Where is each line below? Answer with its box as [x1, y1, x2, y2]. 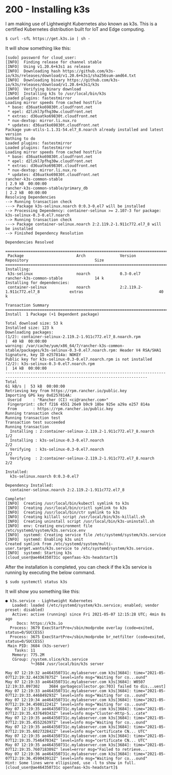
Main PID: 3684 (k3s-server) [7, 643, 70, 648]
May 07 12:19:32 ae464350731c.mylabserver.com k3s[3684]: [5, 670, 132, 675]
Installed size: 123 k [5, 325, 54, 330]
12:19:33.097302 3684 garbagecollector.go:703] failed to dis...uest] [5, 683, 166, 689]
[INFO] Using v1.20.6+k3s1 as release [5, 64, 91, 69]
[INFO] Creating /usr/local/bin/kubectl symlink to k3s [5, 501, 130, 506]
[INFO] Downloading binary [5, 77, 66, 83]
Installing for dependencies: [5, 280, 70, 285]
